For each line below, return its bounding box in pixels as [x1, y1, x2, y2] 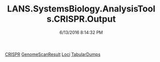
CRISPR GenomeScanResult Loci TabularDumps [5, 51, 101, 57]
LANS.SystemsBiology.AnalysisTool [7, 3, 156, 14]
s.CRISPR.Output [46, 13, 116, 25]
